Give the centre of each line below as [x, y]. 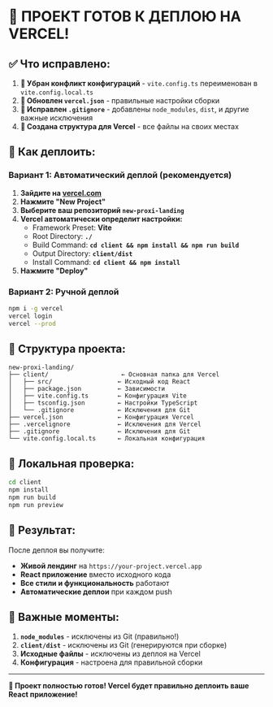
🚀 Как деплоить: [52, 152]
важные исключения [56, 118]
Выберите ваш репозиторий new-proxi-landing [102, 210]
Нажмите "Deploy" [54, 271]
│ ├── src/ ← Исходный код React [100, 382]
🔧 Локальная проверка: [71, 464]
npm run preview [36, 505]
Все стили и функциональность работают [95, 583]
